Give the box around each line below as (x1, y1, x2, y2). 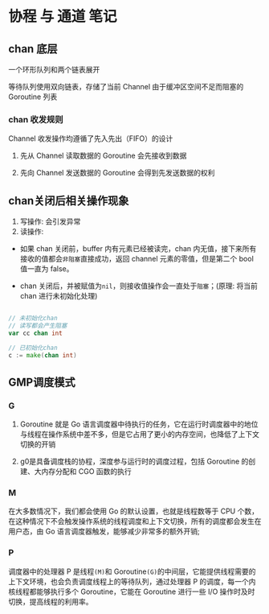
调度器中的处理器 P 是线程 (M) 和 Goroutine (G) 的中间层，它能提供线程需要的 (8, 567, 256, 576)
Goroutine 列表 (8, 92, 58, 101)
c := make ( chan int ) (8, 351, 78, 359)
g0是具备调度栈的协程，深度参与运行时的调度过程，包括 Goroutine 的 (19, 456, 249, 467)
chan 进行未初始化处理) (19, 291, 98, 301)
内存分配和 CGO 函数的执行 (41, 467, 132, 476)
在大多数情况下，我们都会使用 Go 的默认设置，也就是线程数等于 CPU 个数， (8, 506, 259, 516)
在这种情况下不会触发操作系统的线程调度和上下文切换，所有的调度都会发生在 (8, 517, 262, 526)
